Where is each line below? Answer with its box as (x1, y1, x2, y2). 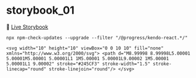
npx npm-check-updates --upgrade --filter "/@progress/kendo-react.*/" (6, 35, 188, 40)
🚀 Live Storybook (6, 23, 49, 30)
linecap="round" (6, 66, 46, 72)
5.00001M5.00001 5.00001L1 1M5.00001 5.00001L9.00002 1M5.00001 (6, 55, 169, 61)
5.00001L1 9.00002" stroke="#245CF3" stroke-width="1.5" (6, 61, 151, 67)
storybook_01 (6, 4, 74, 17)
